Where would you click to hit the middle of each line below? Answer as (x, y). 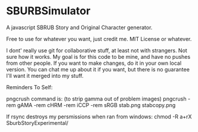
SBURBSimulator (48, 11)
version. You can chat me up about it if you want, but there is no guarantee (98, 69)
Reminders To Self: (30, 87)
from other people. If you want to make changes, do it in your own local (94, 63)
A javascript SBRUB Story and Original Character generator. (79, 27)
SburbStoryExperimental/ (37, 122)
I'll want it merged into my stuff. (45, 76)
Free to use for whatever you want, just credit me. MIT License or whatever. (99, 39)
